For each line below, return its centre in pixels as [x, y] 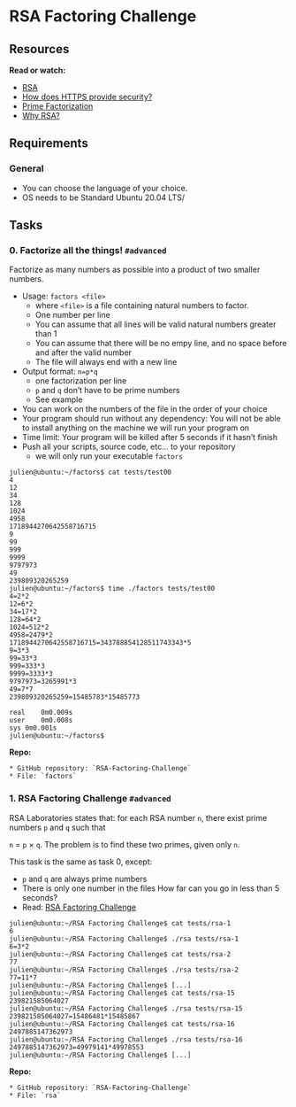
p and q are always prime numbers [84, 879]
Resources [39, 49]
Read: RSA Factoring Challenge [79, 907]
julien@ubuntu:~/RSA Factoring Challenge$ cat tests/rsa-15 [122, 993]
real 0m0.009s [41, 713]
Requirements [49, 143]
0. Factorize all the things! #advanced [88, 250]
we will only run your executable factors [109, 456]
